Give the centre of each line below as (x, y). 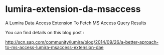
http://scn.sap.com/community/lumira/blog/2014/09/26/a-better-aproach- (82, 42)
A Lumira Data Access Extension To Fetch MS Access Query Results (76, 23)
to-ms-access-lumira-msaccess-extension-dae (54, 47)
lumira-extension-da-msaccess (73, 9)
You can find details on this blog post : (45, 32)
